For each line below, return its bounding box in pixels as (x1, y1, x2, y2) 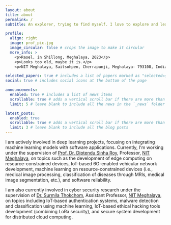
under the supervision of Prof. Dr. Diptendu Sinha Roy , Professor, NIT (5, 150, 150, 156)
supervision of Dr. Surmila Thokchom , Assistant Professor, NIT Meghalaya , (5, 192, 162, 198)
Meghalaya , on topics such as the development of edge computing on (5, 155, 152, 161)
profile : (5, 31, 24, 36)
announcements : (5, 87, 38, 92)
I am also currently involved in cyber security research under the (5, 187, 141, 193)
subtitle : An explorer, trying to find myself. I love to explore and (5, 21, 158, 27)
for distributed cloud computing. (5, 214, 73, 220)
